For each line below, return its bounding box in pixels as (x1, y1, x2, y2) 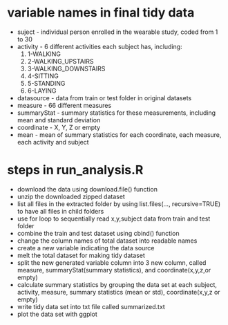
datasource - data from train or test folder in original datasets (17, 93, 192, 102)
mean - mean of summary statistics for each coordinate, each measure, (17, 130, 222, 139)
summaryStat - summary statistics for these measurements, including (17, 109, 216, 117)
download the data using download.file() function (17, 185, 158, 193)
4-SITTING (27, 71, 59, 80)
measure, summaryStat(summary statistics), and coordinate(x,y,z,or (17, 266, 211, 274)
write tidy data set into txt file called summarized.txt (17, 302, 166, 310)
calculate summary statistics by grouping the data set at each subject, (17, 280, 218, 288)
